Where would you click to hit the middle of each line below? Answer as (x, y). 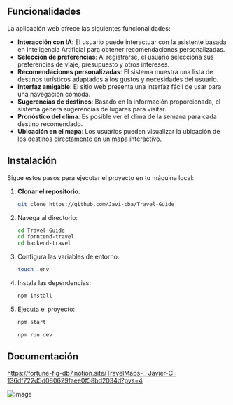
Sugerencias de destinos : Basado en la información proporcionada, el (119, 102)
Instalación (32, 161)
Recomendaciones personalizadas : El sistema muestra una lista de (115, 71)
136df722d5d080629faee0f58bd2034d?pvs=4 (75, 380)
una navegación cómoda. (54, 94)
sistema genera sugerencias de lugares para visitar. (92, 109)
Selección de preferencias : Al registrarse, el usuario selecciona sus (115, 57)
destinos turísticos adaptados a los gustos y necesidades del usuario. (118, 79)
